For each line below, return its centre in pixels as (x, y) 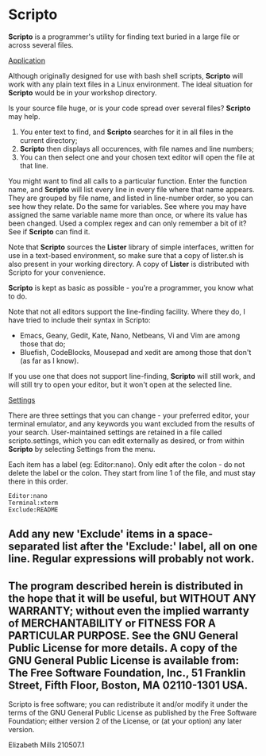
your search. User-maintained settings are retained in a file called (115, 432)
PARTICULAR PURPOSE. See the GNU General (123, 636)
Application (27, 60)
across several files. (41, 44)
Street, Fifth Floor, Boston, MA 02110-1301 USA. (128, 685)
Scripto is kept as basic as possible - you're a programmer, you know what (131, 287)
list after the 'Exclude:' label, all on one (160, 547)
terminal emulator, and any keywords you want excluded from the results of (132, 423)
